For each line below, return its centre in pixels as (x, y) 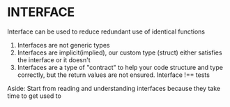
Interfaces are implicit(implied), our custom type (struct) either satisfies (120, 52)
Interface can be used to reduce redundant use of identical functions (106, 31)
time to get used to (34, 96)
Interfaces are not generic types (63, 45)
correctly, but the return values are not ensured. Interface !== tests (114, 75)
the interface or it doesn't (54, 59)
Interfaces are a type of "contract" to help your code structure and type (120, 67)
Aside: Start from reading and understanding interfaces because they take (114, 88)
